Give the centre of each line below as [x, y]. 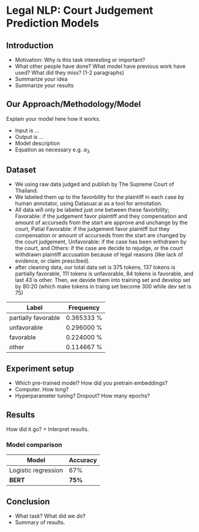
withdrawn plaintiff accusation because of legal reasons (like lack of [99, 255]
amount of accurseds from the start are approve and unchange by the [101, 222]
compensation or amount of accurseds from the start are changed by [100, 236]
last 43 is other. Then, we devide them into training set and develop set [102, 280]
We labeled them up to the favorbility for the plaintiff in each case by [99, 197]
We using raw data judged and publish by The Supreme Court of [94, 185]
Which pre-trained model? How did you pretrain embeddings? [91, 383]
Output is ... [29, 136]
